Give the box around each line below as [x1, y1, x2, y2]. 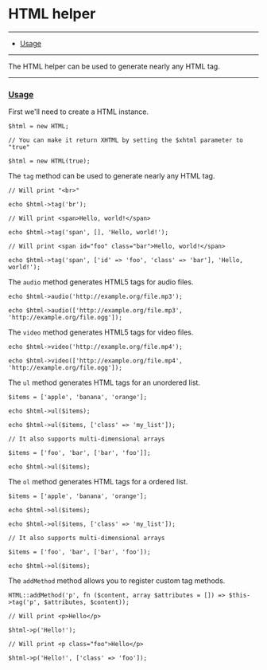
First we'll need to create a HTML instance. [8, 107, 149, 116]
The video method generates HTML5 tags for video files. [8, 327, 194, 337]
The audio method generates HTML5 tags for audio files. [8, 277, 194, 287]
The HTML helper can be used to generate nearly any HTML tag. [8, 61, 220, 71]
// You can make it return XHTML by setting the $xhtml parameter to [8, 136, 244, 144]
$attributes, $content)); [43, 598, 130, 606]
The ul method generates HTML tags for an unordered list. [8, 378, 201, 387]
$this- [228, 591, 250, 600]
